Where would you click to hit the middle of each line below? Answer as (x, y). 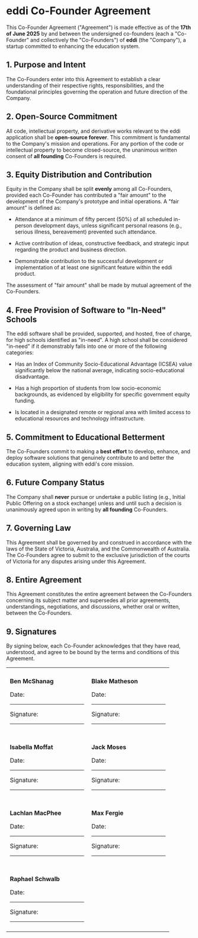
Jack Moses (109, 747)
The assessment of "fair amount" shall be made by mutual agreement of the (99, 285)
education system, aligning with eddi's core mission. (70, 464)
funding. (25, 401)
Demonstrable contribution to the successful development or (89, 261)
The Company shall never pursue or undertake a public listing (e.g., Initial (96, 497)
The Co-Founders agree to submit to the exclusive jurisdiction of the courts (98, 555)
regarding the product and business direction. (71, 249)
